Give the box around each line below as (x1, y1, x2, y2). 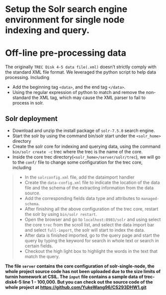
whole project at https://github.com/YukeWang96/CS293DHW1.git (5, 284, 147, 290)
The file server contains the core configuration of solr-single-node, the (5, 263, 155, 269)
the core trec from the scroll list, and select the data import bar (24, 221, 155, 227)
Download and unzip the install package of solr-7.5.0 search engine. (12, 127, 155, 133)
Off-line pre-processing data (5, 47, 127, 59)
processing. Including (5, 75, 50, 81)
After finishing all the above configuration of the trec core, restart (24, 205, 159, 212)
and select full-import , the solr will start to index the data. (24, 227, 145, 233)
